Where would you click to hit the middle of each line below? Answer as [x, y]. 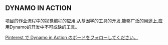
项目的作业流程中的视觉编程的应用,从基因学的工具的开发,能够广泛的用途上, [82, 21]
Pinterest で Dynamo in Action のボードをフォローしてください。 [72, 37]
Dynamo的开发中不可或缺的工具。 [44, 27]
